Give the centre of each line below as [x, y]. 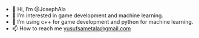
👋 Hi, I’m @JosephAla [39, 9]
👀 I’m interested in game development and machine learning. [87, 15]
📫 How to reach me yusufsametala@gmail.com [71, 28]
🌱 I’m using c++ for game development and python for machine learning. [103, 22]
